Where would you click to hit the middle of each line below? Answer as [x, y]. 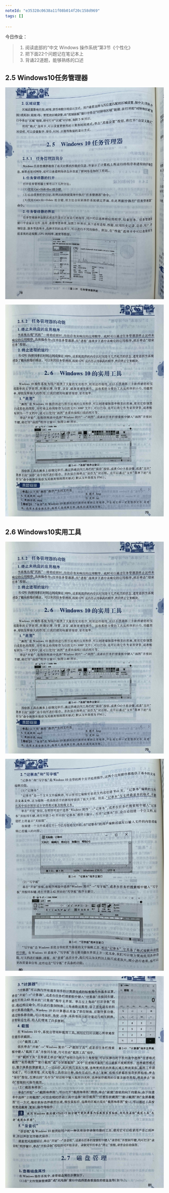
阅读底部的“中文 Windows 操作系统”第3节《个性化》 [79, 47]
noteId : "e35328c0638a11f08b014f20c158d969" [53, 11]
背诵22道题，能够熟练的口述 [54, 60]
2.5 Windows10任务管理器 [47, 77]
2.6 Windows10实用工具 [43, 532]
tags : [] [14, 16]
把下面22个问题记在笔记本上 [54, 54]
